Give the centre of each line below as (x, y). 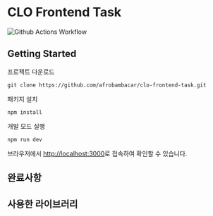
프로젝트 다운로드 (31, 72)
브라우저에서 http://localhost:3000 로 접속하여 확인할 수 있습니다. (97, 153)
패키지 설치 (23, 99)
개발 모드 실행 (26, 126)
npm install (25, 112)
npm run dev (25, 139)
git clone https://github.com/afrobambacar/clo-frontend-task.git (107, 85)
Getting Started (42, 54)
